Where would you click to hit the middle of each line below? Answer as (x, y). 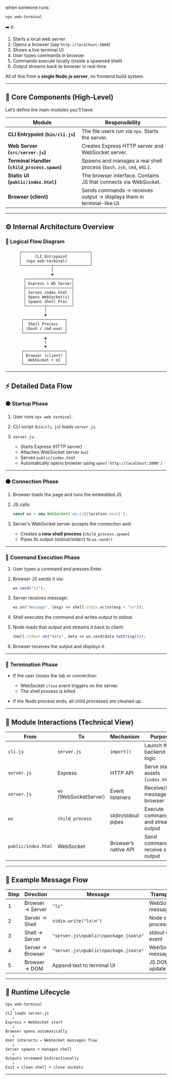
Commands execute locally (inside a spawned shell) (68, 61)
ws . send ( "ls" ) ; (29, 588)
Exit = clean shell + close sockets (44, 1067)
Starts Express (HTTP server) (51, 447)
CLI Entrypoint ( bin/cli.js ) (42, 134)
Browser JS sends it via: (38, 579)
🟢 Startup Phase (27, 404)
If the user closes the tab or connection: (55, 676)
